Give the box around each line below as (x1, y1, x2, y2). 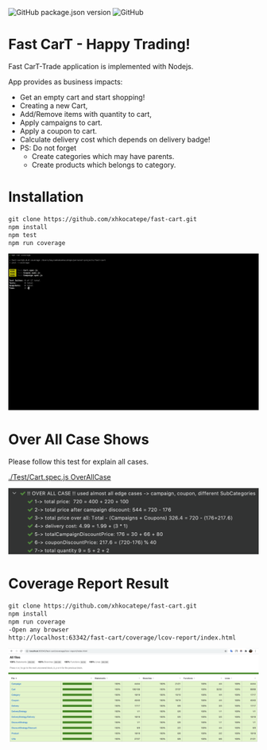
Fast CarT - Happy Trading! (8, 36, 191, 53)
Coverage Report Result (8, 575, 169, 593)
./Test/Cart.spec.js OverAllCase (8, 472, 111, 481)
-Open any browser (8, 626, 69, 634)
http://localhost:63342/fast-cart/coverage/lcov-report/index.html (8, 634, 237, 642)
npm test (8, 231, 37, 239)
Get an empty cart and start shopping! (19, 92, 145, 102)
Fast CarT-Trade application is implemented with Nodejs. (8, 61, 194, 71)
